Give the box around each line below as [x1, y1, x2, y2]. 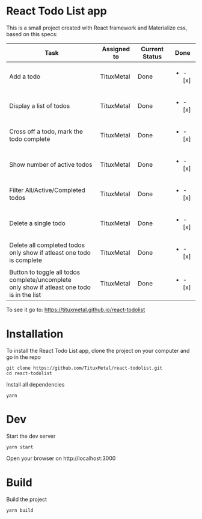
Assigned [102, 45, 130, 53]
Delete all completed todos [9, 241, 85, 249]
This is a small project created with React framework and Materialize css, [6, 24, 188, 31]
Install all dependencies [6, 381, 65, 388]
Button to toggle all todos [9, 268, 80, 276]
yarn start [6, 444, 34, 450]
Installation [6, 327, 64, 341]
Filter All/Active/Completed [9, 185, 85, 194]
